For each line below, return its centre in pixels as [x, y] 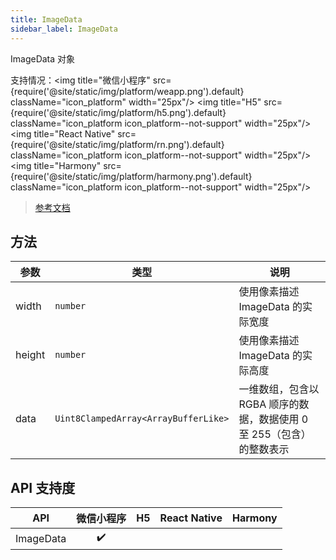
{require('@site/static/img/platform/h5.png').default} [118, 112]
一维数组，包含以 [279, 389]
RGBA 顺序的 [269, 404]
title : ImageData [46, 19]
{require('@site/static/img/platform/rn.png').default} [117, 144]
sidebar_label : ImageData [64, 29]
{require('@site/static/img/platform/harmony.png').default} [131, 176]
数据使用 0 [283, 419]
